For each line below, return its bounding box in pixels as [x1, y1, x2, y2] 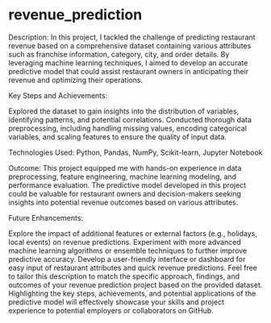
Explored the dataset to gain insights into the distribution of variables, [8, 106, 240, 116]
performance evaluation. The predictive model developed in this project [8, 180, 247, 190]
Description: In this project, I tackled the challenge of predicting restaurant [8, 32, 256, 42]
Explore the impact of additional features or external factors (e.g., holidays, [8, 228, 258, 238]
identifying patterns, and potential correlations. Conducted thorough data [8, 114, 252, 124]
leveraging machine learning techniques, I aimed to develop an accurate [8, 58, 248, 68]
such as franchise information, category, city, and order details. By [8, 49, 230, 59]
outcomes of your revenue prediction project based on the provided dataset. [8, 280, 263, 289]
